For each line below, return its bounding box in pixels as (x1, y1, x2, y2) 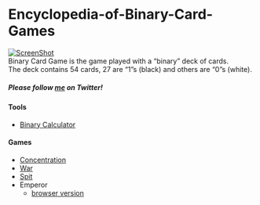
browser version (31, 188, 85, 197)
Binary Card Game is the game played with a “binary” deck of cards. (8, 56, 229, 66)
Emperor (19, 180, 48, 189)
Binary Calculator (19, 120, 76, 129)
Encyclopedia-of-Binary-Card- (8, 5, 214, 23)
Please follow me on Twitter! (8, 82, 104, 92)
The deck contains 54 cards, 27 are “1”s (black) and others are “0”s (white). (8, 64, 253, 74)
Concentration (19, 155, 67, 164)
